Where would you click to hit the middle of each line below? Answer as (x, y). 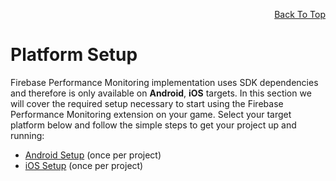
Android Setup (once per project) (93, 155)
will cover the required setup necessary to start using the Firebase (147, 103)
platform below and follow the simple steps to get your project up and (153, 125)
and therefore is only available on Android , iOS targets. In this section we (161, 93)
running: (27, 135)
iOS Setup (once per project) (84, 165)
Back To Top (300, 14)
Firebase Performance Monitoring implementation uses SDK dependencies (164, 82)
